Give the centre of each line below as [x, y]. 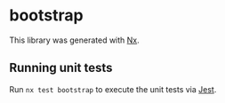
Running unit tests [61, 68]
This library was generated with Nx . [74, 40]
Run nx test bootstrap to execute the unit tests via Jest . [113, 89]
